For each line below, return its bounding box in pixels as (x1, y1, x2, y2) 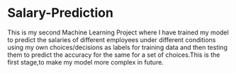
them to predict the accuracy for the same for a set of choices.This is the (7, 51, 220, 59)
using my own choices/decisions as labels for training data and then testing (7, 43, 228, 51)
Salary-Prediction (7, 5, 113, 21)
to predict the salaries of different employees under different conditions (7, 35, 216, 44)
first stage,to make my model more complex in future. (7, 58, 164, 66)
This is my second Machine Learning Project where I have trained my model (7, 28, 229, 36)
